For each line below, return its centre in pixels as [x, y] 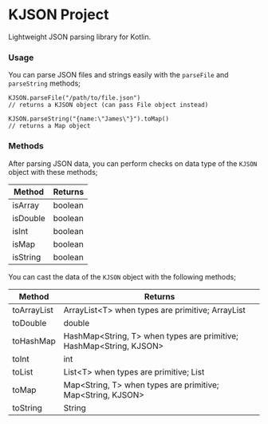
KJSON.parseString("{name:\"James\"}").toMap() [89, 119]
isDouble [29, 218]
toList [23, 371]
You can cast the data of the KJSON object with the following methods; [122, 276]
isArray [26, 205]
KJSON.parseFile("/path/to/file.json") [75, 98]
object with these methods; [53, 172]
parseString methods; [45, 83]
